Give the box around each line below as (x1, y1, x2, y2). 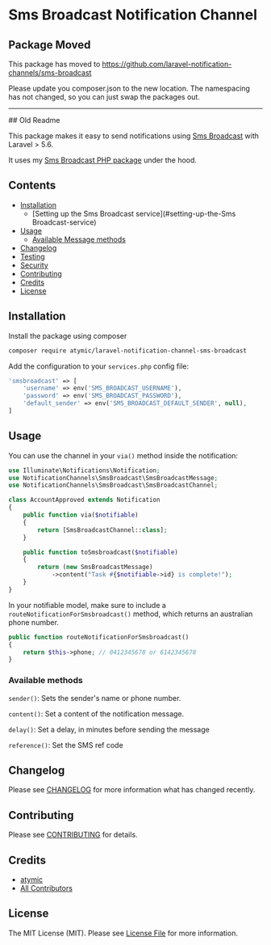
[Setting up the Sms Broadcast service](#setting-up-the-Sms (31, 209, 236, 218)
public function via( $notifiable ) (23, 511, 139, 519)
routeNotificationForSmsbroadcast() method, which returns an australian (8, 609, 253, 618)
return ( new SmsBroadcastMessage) (37, 563, 153, 572)
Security (19, 260, 48, 270)
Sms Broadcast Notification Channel (8, 6, 258, 24)
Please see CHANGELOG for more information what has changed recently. (8, 785, 256, 795)
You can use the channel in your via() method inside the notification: (8, 450, 239, 460)
